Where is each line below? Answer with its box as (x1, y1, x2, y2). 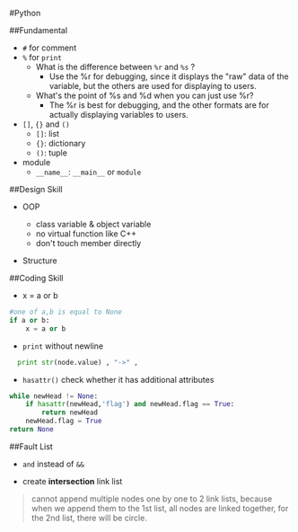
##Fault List (9, 440, 54, 452)
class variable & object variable (35, 219, 152, 229)
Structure (22, 255, 57, 266)
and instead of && (22, 458, 85, 469)
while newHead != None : (9, 391, 99, 401)
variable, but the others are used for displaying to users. (48, 81, 258, 91)
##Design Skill (9, 184, 63, 194)
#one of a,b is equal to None (9, 307, 123, 316)
